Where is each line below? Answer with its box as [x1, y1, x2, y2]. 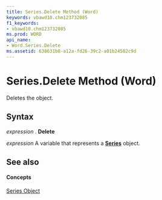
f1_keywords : [6, 20, 39, 26]
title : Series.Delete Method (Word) [6, 8, 99, 15]
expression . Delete [6, 127, 55, 135]
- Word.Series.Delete [6, 43, 61, 49]
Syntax [6, 112, 34, 122]
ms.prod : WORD [6, 31, 42, 37]
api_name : [6, 37, 31, 43]
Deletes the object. [6, 94, 53, 102]
